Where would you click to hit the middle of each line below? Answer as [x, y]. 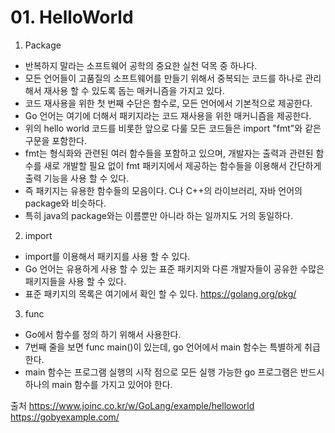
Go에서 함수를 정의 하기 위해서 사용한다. [103, 334]
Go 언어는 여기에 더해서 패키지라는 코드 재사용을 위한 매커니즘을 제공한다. [168, 115]
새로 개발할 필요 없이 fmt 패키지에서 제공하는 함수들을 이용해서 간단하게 [182, 165]
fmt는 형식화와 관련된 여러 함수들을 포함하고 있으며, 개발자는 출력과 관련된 [169, 153]
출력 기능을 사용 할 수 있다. [77, 178]
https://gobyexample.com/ [65, 417]
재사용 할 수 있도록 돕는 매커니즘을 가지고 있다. [134, 90]
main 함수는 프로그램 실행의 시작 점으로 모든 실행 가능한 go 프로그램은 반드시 [174, 372]
